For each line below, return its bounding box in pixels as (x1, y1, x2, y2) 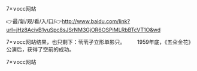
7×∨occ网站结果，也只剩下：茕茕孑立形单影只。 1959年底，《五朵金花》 (6, 38, 194, 46)
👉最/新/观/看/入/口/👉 (6, 18, 62, 25)
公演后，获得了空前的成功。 (6, 46, 75, 53)
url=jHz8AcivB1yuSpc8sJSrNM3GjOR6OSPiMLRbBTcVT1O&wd (6, 26, 160, 33)
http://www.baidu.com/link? (62, 18, 131, 25)
